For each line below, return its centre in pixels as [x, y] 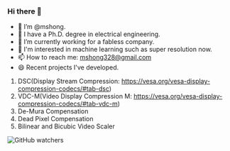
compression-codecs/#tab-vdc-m [68, 104]
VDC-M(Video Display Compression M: [75, 96]
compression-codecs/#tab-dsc [64, 89]
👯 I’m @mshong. [42, 27]
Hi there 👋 [25, 11]
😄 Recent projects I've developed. [68, 67]
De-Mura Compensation [53, 111]
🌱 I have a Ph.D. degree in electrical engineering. [89, 34]
